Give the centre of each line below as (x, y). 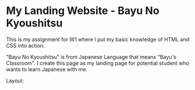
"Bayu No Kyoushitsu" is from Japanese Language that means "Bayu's (91, 57)
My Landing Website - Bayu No (83, 11)
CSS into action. (25, 46)
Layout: (15, 81)
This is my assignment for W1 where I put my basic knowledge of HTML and (98, 39)
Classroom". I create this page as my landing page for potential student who (97, 63)
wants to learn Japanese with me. (47, 69)
